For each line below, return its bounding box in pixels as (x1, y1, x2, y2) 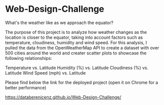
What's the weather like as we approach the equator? (5, 20, 114, 26)
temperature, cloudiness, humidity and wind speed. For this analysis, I (5, 39, 147, 45)
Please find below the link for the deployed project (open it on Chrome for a (5, 79, 159, 85)
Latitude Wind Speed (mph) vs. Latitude (5, 70, 86, 76)
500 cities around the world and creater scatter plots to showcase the (5, 50, 147, 56)
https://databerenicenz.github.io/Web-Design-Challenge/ (5, 94, 122, 100)
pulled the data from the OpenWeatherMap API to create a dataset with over (5, 45, 160, 51)
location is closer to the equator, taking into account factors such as (5, 34, 143, 40)
